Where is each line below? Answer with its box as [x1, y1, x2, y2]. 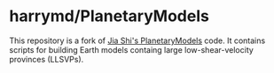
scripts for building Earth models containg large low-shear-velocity [9, 44, 254, 55]
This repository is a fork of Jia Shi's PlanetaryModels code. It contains [9, 35, 266, 46]
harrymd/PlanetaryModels [9, 6, 210, 26]
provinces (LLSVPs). [9, 54, 84, 64]
